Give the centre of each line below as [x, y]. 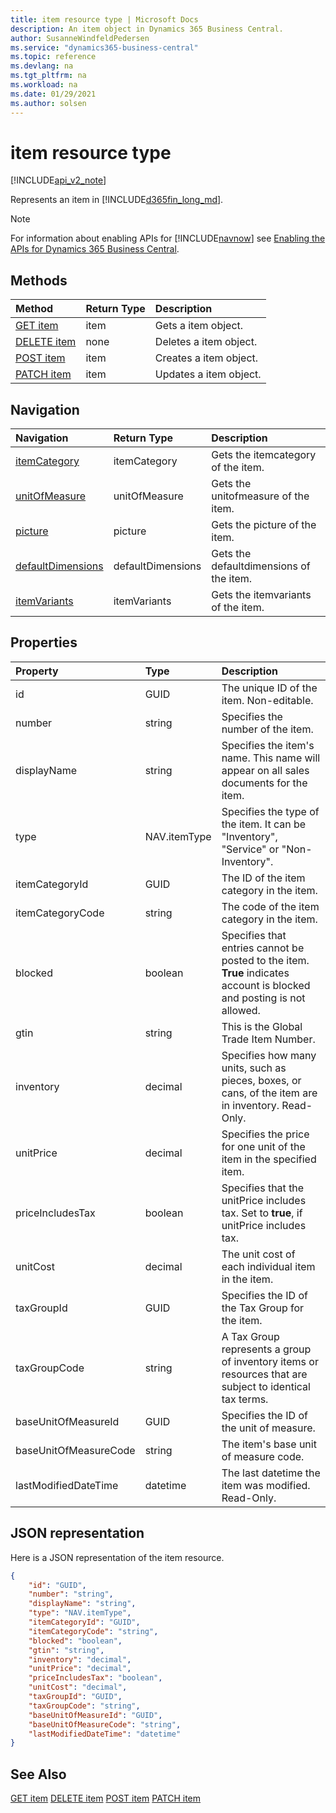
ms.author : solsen [48, 103]
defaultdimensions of [261, 566]
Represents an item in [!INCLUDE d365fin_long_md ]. [117, 200]
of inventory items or [270, 1361]
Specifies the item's [268, 745]
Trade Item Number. [268, 1039]
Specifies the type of [270, 811]
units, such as [254, 1068]
